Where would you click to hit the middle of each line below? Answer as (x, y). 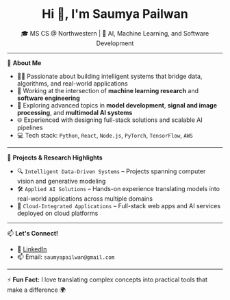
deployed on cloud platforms (57, 213)
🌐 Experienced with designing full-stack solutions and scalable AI (110, 120)
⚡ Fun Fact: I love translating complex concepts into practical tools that (107, 279)
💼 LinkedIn (32, 249)
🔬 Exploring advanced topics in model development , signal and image (117, 105)
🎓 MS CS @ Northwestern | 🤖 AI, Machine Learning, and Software (115, 33)
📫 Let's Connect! (33, 233)
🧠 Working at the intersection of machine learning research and (108, 90)
